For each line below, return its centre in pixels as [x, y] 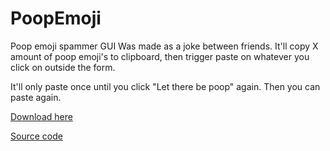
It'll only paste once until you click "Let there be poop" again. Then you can [165, 86]
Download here [41, 116]
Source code [36, 136]
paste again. [36, 97]
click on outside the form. [63, 67]
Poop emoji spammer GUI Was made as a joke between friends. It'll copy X [164, 46]
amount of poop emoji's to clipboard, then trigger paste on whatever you [160, 56]
